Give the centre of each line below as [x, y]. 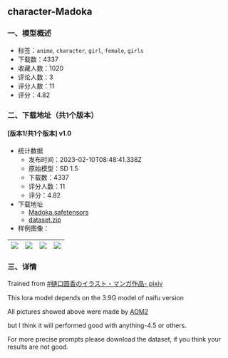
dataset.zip [45, 220]
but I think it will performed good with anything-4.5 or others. [97, 326]
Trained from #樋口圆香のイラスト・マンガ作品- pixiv [85, 284]
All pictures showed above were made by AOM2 [78, 312]
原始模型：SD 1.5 [53, 168]
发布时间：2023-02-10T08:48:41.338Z [85, 159]
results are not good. [38, 347]
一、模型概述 [30, 34]
